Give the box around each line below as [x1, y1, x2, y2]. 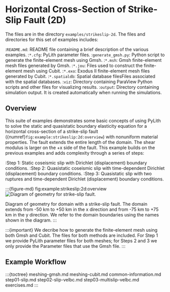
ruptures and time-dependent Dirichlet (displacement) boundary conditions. [5, 176, 164, 182]
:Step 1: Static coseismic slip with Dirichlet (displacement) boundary [5, 160, 147, 166]
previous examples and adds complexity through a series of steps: [5, 150, 145, 156]
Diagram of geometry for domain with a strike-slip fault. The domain [5, 201, 148, 207]
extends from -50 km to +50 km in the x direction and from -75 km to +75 [5, 206, 159, 212]
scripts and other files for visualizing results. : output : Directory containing [5, 84, 159, 90]
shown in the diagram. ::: [5, 217, 57, 223]
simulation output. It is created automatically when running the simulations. [5, 89, 162, 95]
